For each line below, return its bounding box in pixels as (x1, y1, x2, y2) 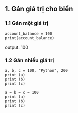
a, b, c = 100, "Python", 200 (5, 68, 68, 73)
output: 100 (5, 44, 29, 50)
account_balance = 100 (5, 31, 52, 36)
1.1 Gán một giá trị (5, 20, 48, 27)
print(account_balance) (5, 35, 55, 40)
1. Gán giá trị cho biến (5, 5, 73, 13)
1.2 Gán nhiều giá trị (5, 57, 54, 64)
